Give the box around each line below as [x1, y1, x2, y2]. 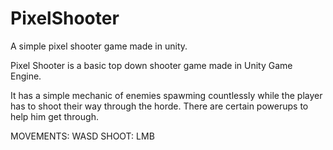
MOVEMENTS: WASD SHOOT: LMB [10, 130, 155, 142]
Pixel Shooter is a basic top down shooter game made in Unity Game [10, 59, 293, 71]
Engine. [10, 70, 42, 82]
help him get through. [10, 110, 99, 122]
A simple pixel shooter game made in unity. [10, 40, 188, 52]
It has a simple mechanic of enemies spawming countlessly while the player [10, 89, 323, 101]
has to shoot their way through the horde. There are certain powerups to [10, 100, 309, 112]
